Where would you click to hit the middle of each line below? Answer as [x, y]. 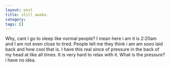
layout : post [19, 10]
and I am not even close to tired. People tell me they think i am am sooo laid [84, 44]
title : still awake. [27, 15]
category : [16, 19]
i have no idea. [21, 60]
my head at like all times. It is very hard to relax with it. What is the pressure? [85, 55]
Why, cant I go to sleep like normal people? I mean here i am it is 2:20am [81, 39]
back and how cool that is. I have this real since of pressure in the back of [82, 49]
